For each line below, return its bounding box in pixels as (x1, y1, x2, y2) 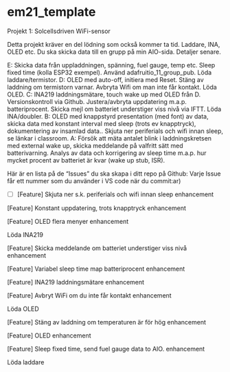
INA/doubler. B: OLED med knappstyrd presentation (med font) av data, (7, 112, 209, 121)
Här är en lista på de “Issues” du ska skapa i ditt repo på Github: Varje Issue (7, 169, 221, 178)
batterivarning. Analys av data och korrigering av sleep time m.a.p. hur (7, 149, 207, 157)
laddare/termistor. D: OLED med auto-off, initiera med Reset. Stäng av (7, 75, 204, 83)
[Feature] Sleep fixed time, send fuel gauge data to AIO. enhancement (7, 345, 205, 353)
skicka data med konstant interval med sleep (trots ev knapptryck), (7, 119, 196, 127)
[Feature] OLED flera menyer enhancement (7, 218, 129, 225)
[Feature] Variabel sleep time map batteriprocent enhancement (7, 265, 185, 273)
